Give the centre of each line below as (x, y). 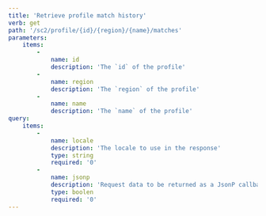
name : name (68, 104)
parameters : (28, 38)
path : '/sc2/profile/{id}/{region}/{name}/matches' (95, 30)
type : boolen (72, 192)
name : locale (72, 140)
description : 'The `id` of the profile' (118, 67)
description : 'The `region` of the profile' (125, 89)
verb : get (25, 23)
